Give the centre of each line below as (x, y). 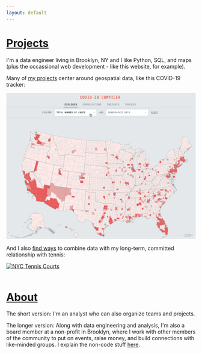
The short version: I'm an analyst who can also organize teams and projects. (101, 314)
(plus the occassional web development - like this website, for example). (96, 66)
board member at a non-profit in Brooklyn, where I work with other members (101, 332)
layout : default (26, 13)
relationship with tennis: (36, 255)
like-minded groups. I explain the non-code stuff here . (73, 345)
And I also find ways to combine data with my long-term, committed (90, 248)
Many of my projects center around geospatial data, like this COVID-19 (93, 78)
